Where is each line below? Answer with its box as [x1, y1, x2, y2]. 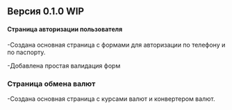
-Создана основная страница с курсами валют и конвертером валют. [7, 94, 215, 103]
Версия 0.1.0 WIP [7, 6, 85, 17]
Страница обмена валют [7, 79, 96, 88]
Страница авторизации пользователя [7, 24, 123, 33]
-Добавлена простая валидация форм [7, 61, 121, 70]
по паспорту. [7, 48, 46, 56]
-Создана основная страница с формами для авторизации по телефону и [7, 40, 226, 49]
